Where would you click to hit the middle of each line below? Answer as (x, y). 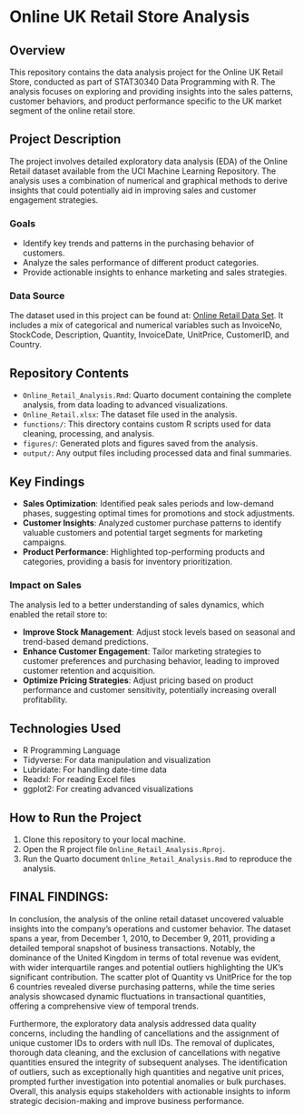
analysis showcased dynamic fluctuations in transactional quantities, (137, 996)
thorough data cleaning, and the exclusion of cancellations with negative (145, 1052)
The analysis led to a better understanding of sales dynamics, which (137, 605)
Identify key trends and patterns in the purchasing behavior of (138, 244)
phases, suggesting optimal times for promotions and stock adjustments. (158, 513)
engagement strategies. (54, 200)
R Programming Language (71, 750)
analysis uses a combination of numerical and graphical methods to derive (148, 180)
